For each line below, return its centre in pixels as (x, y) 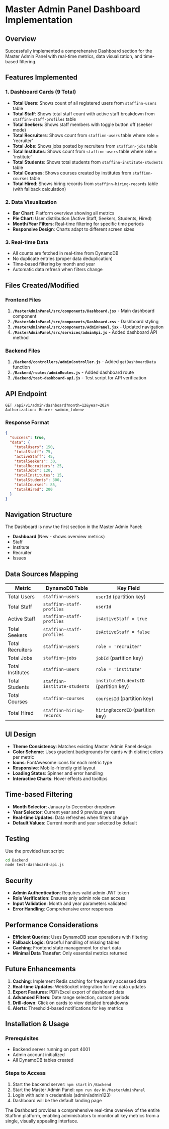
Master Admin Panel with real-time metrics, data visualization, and (74, 56)
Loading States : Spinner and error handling (58, 773)
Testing (17, 839)
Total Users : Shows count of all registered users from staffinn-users (84, 103)
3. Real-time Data (27, 242)
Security (19, 880)
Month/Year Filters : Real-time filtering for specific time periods (78, 224)
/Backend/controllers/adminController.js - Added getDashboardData (84, 362)
